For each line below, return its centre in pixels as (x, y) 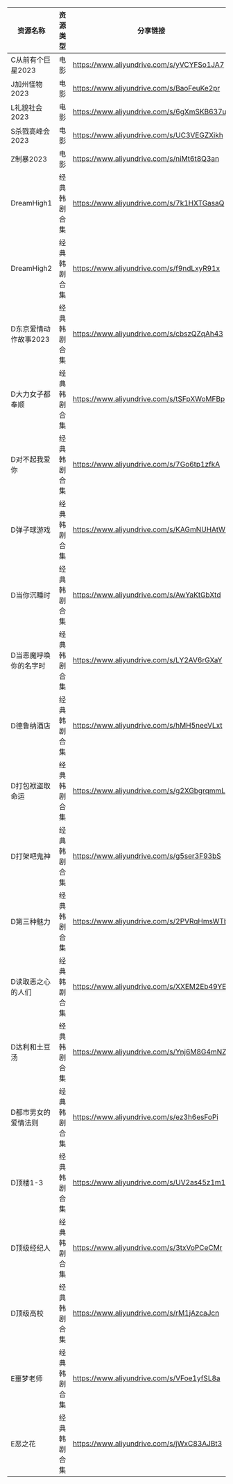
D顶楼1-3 (27, 1183)
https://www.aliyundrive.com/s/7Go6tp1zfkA (146, 464)
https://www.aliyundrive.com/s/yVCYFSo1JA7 (148, 64)
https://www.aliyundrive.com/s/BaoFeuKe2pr (146, 88)
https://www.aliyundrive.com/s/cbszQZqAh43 (148, 334)
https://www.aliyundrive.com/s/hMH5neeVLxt (148, 725)
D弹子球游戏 (31, 530)
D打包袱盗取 (31, 786)
